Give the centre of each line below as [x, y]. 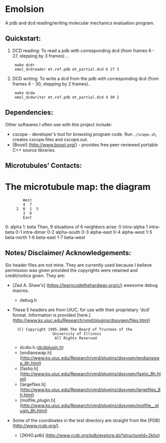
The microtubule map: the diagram [78, 187]
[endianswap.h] [36, 353]
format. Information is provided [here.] [51, 315]
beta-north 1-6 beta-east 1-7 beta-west [45, 237]
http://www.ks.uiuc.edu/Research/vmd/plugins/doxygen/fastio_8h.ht [91, 373]
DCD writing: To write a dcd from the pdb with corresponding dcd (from [85, 79]
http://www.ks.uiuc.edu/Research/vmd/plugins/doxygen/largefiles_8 [91, 389]
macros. [21, 290]
